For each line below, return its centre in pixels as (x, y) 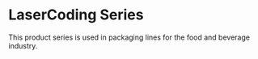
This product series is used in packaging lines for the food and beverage (129, 37)
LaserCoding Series (76, 15)
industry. (23, 45)
